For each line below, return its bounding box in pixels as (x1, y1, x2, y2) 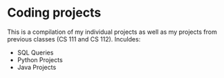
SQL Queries (17, 48, 54, 57)
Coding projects (7, 5, 102, 21)
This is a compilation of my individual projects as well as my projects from (7, 28, 218, 36)
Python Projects (17, 55, 64, 64)
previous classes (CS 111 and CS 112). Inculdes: (7, 35, 141, 43)
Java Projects (17, 63, 57, 71)
